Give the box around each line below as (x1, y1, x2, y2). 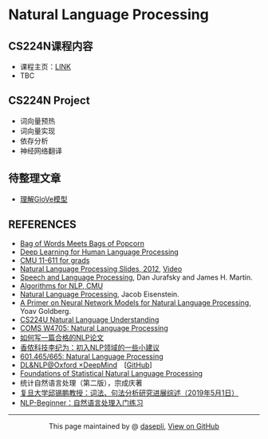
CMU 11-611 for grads (19, 256, 90, 265)
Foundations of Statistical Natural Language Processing (19, 369, 203, 378)
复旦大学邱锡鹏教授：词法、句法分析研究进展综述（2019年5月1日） (19, 388, 239, 398)
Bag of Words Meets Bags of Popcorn (19, 239, 145, 249)
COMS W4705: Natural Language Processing (19, 323, 169, 333)
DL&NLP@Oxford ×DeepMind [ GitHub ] (19, 360, 153, 370)
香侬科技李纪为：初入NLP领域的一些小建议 (19, 343, 160, 352)
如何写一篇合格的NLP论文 (19, 333, 104, 343)
